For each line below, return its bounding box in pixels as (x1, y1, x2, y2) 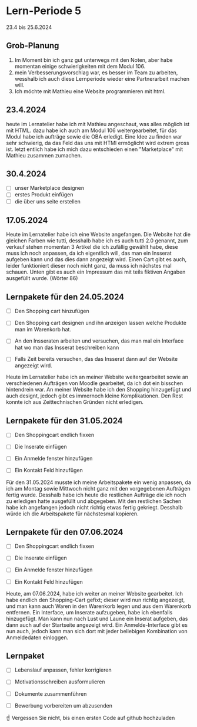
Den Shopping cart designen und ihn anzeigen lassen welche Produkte (14, 320, 187, 327)
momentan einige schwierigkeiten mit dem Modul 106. (14, 62, 146, 70)
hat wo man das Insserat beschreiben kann (14, 344, 119, 351)
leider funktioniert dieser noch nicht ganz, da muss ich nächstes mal (6, 262, 172, 269)
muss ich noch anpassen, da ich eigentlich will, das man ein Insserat (6, 249, 172, 257)
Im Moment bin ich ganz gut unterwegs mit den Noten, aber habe (14, 56, 173, 63)
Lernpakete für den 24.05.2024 (6, 292, 125, 302)
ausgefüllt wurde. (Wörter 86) (6, 275, 78, 282)
